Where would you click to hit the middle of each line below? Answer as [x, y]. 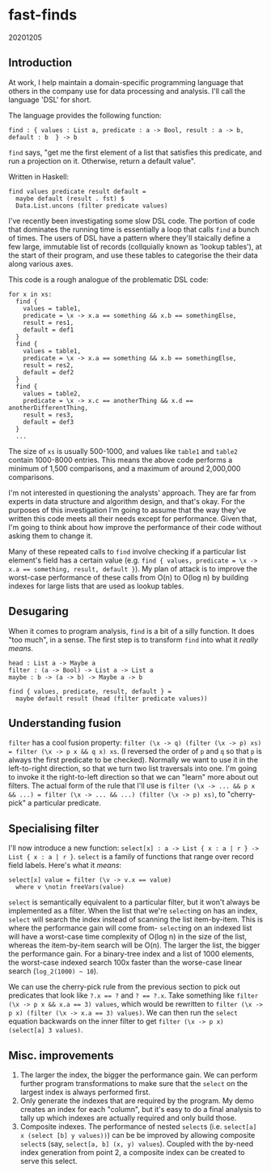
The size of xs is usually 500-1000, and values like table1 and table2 [123, 451]
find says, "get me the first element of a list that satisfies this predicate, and [135, 152]
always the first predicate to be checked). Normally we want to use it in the [133, 760]
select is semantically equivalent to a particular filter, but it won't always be [134, 902]
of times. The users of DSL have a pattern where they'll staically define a [129, 237]
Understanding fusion [65, 723]
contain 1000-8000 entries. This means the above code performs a [121, 460]
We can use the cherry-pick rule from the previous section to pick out [125, 987]
